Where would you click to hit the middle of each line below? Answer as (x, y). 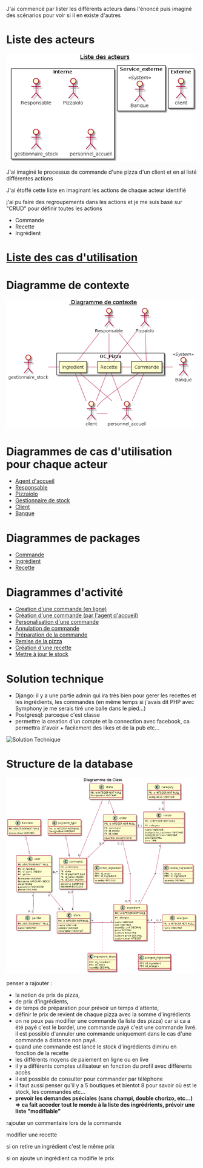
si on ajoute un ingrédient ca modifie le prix (60, 1158)
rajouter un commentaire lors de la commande (64, 1123)
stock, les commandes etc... (50, 1092)
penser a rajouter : (29, 983)
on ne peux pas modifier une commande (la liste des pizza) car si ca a (103, 1021)
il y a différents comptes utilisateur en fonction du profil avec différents (103, 1066)
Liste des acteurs (51, 40)
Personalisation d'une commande (57, 622)
